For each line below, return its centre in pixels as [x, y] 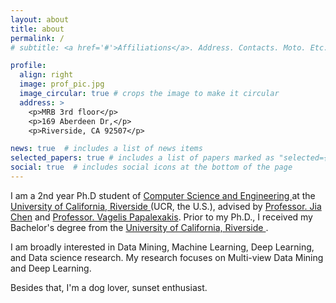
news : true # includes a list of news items [106, 149]
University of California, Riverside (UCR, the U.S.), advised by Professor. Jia [166, 206]
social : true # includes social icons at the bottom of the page [151, 167]
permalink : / [37, 38]
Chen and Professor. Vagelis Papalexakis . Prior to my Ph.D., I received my [161, 217]
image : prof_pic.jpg [62, 84]
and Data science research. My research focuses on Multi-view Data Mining [167, 257]
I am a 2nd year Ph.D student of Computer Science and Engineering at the [163, 195]
